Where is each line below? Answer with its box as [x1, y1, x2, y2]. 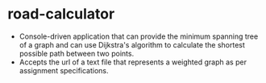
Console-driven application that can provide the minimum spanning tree [19, 31, 259, 41]
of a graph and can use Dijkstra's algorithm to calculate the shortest [19, 39, 245, 49]
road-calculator [7, 5, 115, 23]
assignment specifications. [19, 65, 110, 75]
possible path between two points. [19, 48, 135, 58]
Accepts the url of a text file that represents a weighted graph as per [19, 57, 247, 67]
